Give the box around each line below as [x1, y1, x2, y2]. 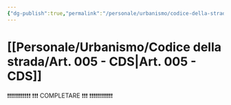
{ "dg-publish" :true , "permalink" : [7, 10, 103, 17]
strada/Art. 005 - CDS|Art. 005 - [7, 54, 197, 69]
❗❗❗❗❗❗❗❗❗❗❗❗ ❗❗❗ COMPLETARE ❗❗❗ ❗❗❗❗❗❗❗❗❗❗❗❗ [7, 91, 113, 100]
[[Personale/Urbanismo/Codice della [7, 39, 222, 55]
